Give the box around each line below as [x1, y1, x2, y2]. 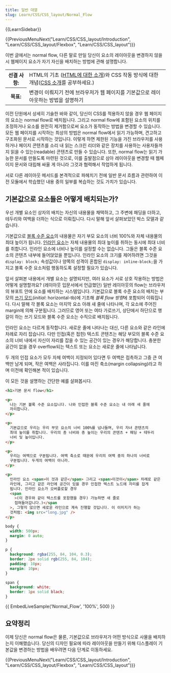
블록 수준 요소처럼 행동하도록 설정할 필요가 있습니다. [14, 265, 118, 271]
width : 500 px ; [10, 529, 40, 534]
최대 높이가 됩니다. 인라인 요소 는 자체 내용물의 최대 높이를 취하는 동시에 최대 [5, 239, 156, 245]
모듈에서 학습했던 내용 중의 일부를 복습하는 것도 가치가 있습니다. [10, 179, 137, 185]
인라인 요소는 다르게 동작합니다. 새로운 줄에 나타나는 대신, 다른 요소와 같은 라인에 [5, 324, 165, 331]
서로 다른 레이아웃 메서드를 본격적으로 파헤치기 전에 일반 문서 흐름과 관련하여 [5, 172, 158, 178]
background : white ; [10, 584, 51, 590]
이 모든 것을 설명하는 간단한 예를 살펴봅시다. [5, 377, 93, 384]
